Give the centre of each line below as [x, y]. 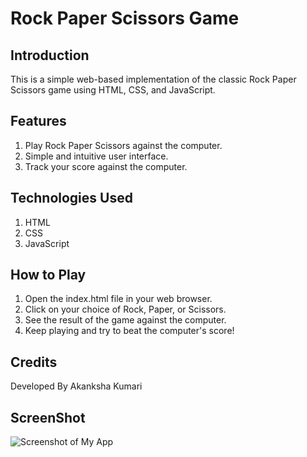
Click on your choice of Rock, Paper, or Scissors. [125, 309]
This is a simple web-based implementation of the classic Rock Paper [153, 79]
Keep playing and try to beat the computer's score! [129, 331]
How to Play [48, 275]
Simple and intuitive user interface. [96, 156]
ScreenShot [48, 417]
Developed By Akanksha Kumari [76, 386]
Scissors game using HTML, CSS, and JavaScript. [113, 90]
